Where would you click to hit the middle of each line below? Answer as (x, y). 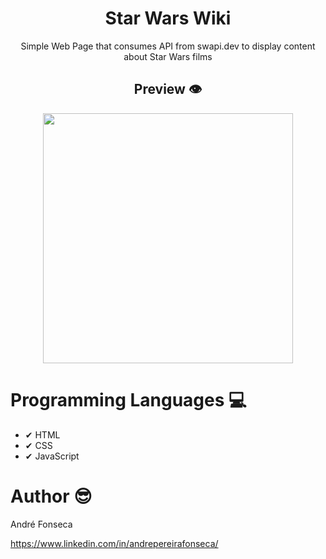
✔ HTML (42, 434)
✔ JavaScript (52, 456)
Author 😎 (51, 496)
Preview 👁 (168, 89)
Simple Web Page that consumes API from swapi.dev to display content (168, 46)
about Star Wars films (168, 56)
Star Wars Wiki (168, 18)
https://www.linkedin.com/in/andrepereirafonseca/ (114, 543)
